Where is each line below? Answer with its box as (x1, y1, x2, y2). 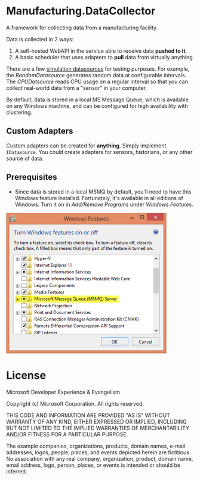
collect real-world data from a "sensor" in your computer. (6, 84, 147, 91)
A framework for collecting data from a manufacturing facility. (6, 24, 158, 31)
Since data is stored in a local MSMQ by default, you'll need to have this (14, 188, 192, 195)
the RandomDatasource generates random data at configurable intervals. (6, 71, 187, 79)
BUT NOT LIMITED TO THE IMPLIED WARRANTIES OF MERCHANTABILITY (6, 424, 190, 431)
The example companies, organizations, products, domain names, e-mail (6, 442, 186, 449)
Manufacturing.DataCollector (6, 4, 156, 18)
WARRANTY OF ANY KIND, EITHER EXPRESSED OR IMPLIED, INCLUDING (6, 418, 187, 425)
